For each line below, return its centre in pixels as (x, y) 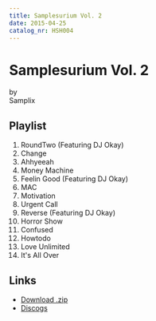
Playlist (28, 126)
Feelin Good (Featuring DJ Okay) (74, 179)
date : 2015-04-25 (38, 23)
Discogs (34, 307)
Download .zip (44, 299)
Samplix (22, 101)
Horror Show (41, 221)
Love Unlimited (45, 247)
